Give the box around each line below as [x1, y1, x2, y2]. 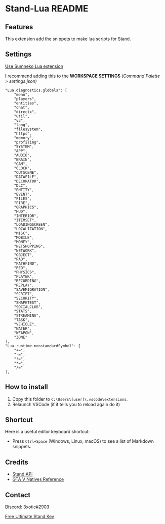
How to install [5, 383, 48, 391]
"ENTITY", [14, 187, 35, 192]
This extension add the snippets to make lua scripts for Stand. [5, 36, 131, 42]
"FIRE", [14, 200, 30, 206]
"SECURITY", [14, 296, 39, 301]
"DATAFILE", [14, 174, 39, 179]
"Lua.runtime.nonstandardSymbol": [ [5, 343, 81, 348]
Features [5, 23, 33, 31]
